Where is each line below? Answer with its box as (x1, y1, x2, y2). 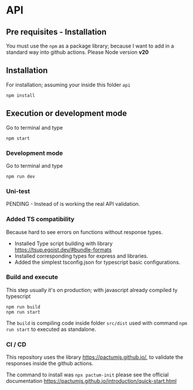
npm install (6, 92, 35, 99)
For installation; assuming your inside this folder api (6, 81, 130, 88)
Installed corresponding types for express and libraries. (14, 252, 149, 259)
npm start (6, 135, 30, 141)
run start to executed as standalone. (6, 325, 96, 333)
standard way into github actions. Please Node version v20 (6, 49, 149, 56)
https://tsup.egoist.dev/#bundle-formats (14, 246, 112, 253)
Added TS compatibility (6, 215, 75, 223)
